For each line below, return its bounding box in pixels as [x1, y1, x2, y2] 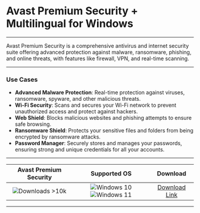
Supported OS [90, 169, 132, 178]
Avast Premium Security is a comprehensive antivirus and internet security [6, 42, 189, 49]
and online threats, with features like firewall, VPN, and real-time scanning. [6, 55, 189, 62]
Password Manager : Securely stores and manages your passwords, [14, 140, 183, 147]
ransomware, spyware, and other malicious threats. [14, 95, 141, 103]
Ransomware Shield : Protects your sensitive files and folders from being [14, 127, 193, 134]
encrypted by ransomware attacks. [14, 133, 101, 141]
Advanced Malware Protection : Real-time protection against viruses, [14, 89, 185, 96]
